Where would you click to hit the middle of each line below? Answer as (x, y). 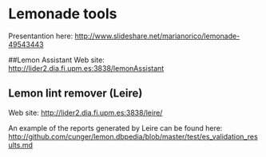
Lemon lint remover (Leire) (75, 94)
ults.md (21, 145)
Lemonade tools (63, 14)
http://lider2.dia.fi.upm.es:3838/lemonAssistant (86, 68)
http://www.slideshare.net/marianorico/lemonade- (157, 36)
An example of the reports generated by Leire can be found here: (115, 128)
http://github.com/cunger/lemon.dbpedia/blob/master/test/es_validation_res (133, 136)
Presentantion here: (41, 36)
